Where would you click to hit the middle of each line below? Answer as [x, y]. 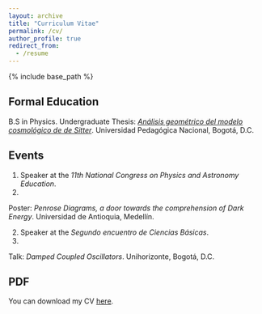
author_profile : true [45, 38]
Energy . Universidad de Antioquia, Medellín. [82, 216]
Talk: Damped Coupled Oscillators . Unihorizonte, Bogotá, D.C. [112, 257]
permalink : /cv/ [36, 31]
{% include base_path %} [51, 76]
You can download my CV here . [61, 301]
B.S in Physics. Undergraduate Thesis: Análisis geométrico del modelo [126, 121]
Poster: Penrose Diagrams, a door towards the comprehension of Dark [126, 208]
